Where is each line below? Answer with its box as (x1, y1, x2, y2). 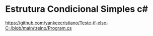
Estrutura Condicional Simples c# (5, 3, 148, 15)
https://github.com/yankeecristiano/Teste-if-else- (5, 20, 108, 26)
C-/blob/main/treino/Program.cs (5, 25, 72, 31)
